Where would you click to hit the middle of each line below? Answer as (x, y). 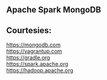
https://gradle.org (28, 58)
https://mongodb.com (34, 45)
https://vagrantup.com (34, 51)
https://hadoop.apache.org (40, 70)
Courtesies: (29, 30)
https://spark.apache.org (37, 64)
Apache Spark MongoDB (54, 10)
